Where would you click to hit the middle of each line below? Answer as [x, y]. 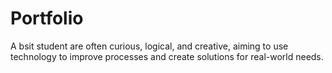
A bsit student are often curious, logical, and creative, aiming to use [149, 46]
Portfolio [47, 18]
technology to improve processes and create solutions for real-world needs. [167, 56]
